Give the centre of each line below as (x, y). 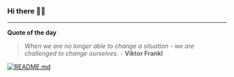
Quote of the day (32, 33)
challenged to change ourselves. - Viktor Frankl (93, 53)
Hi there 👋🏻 (26, 11)
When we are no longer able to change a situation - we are (109, 46)
